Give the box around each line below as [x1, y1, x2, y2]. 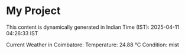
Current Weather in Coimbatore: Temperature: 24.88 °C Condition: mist [6, 41, 179, 48]
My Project [6, 4, 61, 18]
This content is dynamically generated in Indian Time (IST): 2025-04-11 [6, 23, 179, 31]
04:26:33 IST [6, 29, 38, 36]
